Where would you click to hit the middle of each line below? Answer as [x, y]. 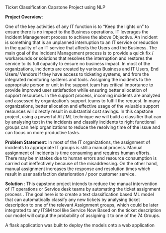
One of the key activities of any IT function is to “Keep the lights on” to [77, 26]
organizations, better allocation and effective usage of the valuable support [82, 106]
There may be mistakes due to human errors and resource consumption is [81, 158]
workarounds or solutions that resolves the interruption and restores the [79, 58]
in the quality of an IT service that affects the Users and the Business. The [81, 48]
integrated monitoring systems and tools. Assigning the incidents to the [78, 80]
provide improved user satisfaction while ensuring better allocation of [76, 90]
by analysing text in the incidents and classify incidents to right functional [80, 122]
